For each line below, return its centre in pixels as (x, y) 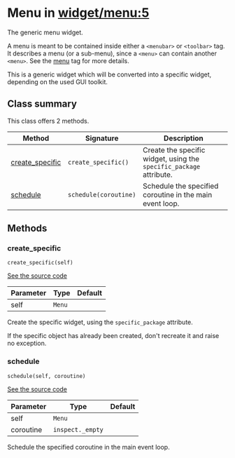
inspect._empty (78, 430)
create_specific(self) (40, 263)
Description (184, 138)
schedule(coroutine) (102, 195)
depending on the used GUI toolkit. (58, 81)
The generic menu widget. (45, 32)
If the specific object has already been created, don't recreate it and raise (113, 336)
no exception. (27, 343)
